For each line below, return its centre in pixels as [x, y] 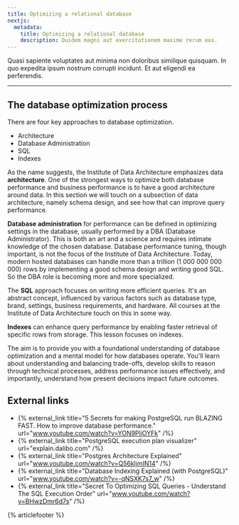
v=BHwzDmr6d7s [43, 501]
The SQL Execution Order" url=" [65, 493]
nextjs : [19, 21]
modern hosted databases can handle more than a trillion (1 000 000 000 [115, 261]
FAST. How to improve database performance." [87, 425]
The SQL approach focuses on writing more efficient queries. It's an [107, 290]
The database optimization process [88, 105]
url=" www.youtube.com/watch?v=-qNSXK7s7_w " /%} [96, 478]
